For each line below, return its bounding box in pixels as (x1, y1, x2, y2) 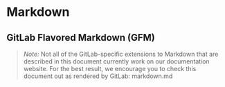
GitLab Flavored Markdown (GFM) (6, 32, 155, 43)
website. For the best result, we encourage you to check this (23, 65, 197, 72)
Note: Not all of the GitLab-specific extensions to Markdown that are (23, 50, 219, 58)
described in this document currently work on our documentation (23, 57, 210, 66)
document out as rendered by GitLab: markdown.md (23, 72, 173, 80)
